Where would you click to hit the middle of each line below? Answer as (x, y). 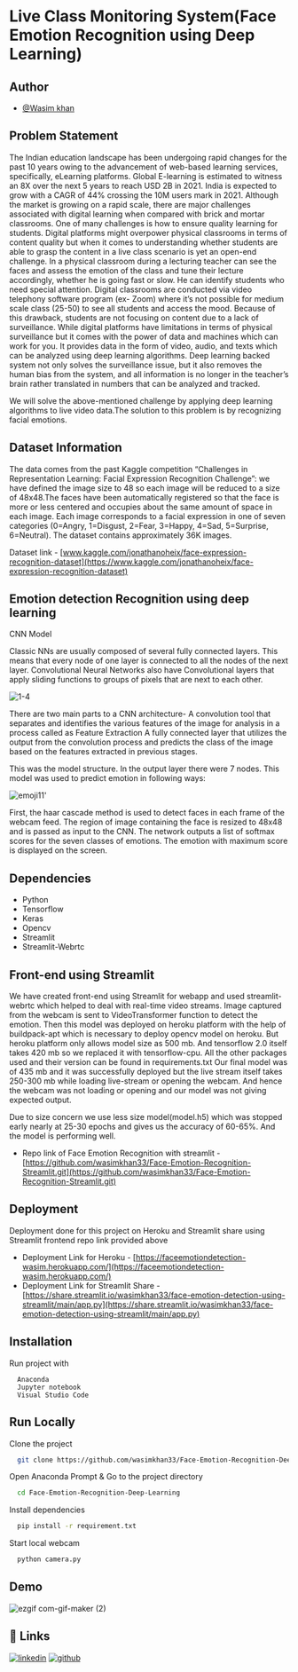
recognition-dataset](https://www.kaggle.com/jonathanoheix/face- (132, 562)
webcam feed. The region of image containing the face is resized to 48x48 (146, 822)
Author (29, 87)
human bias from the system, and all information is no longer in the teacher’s (149, 374)
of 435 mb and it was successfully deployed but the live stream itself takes (146, 1072)
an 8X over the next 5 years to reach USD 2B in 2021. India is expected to (143, 185)
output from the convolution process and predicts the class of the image (141, 742)
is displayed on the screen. (59, 850)
